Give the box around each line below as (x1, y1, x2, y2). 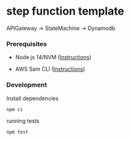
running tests (6, 117, 40, 125)
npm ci (6, 106, 23, 112)
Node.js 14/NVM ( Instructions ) (15, 54, 92, 61)
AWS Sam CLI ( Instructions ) (15, 65, 85, 73)
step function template (6, 4, 125, 18)
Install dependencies (6, 95, 59, 102)
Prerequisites (6, 40, 47, 48)
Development (6, 81, 48, 89)
